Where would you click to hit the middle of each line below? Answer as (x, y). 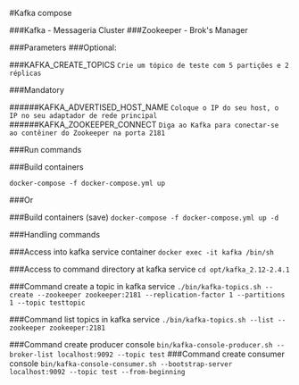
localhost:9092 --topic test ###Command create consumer (171, 354)
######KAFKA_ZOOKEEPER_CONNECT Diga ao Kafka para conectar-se (144, 125)
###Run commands (46, 150)
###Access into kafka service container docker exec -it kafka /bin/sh (141, 252)
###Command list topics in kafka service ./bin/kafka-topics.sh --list (141, 319)
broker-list (31, 355)
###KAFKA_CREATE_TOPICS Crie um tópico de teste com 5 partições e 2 (149, 65)
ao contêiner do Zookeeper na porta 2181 (87, 133)
